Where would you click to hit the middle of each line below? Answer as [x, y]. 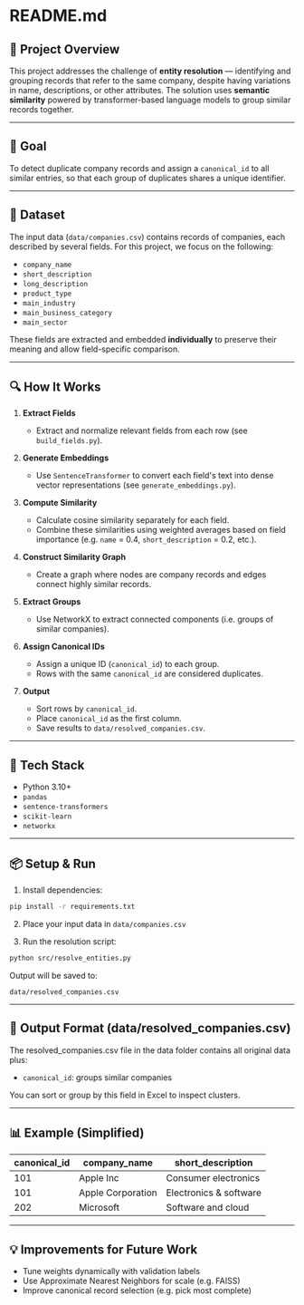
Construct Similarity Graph [74, 557]
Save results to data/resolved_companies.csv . [121, 728]
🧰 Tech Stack [47, 765]
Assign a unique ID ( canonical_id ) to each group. [128, 664]
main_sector [45, 323]
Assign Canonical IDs [64, 647]
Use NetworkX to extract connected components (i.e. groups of [155, 619]
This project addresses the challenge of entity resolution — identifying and [150, 71]
